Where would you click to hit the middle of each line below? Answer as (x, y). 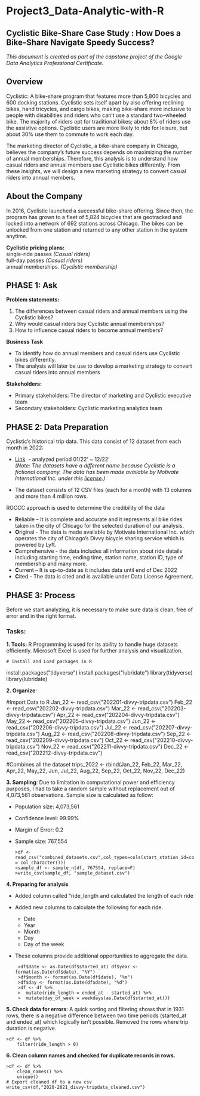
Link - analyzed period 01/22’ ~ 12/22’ (62, 459)
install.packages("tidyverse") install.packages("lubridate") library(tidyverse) (99, 673)
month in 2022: (25, 448)
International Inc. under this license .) (60, 478)
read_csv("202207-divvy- (161, 728)
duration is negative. (31, 1029)
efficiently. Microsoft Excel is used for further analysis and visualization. (95, 651)
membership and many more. (51, 564)
